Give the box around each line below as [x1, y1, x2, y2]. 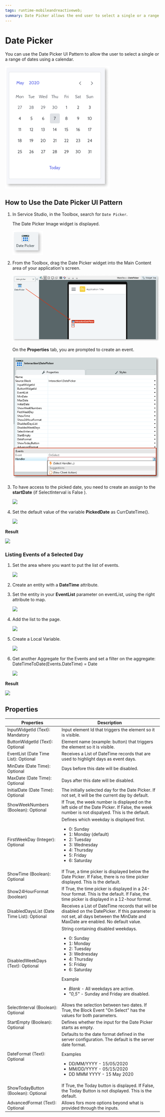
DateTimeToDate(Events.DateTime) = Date [12, 661, 98, 667]
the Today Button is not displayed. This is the [61, 1087, 152, 1093]
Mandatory [7, 732, 29, 738]
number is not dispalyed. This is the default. [61, 809, 150, 815]
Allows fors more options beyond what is [61, 1100, 144, 1106]
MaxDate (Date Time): [7, 775, 52, 781]
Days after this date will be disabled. [61, 777, 135, 783]
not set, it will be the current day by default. [61, 792, 149, 798]
